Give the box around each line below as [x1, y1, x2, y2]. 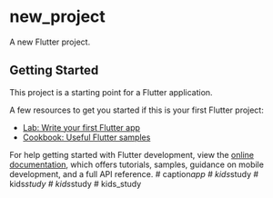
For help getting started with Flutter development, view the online [9, 149, 255, 160]
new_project [9, 6, 106, 27]
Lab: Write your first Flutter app [22, 122, 141, 133]
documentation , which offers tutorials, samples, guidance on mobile [9, 159, 264, 170]
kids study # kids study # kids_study [9, 178, 142, 189]
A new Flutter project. [9, 36, 91, 47]
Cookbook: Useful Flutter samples [22, 132, 151, 143]
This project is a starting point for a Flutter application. [9, 86, 213, 97]
